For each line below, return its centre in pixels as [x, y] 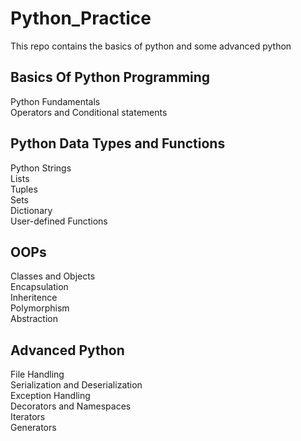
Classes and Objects [53, 276]
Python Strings [41, 168]
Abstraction [34, 319]
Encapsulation [39, 287]
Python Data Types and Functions [118, 143]
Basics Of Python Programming [110, 77]
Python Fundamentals [55, 101]
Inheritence [34, 298]
